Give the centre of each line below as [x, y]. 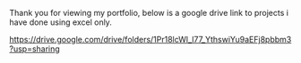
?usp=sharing [34, 49]
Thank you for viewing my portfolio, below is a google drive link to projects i [149, 13]
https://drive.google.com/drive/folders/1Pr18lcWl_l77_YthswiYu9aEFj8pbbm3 [150, 39]
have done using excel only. [60, 22]
